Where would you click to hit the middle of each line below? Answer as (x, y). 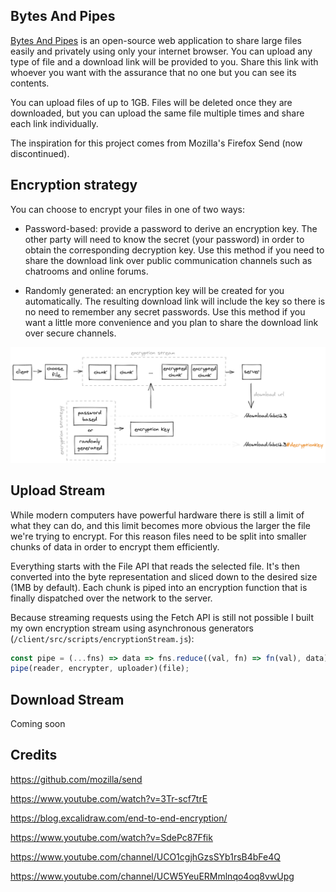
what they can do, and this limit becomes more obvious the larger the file (160, 525)
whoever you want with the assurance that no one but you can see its (153, 72)
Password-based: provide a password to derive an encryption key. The (171, 228)
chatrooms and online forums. (86, 271)
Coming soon (38, 724)
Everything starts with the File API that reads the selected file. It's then (155, 566)
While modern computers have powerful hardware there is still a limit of (157, 515)
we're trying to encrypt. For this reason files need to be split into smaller (158, 536)
